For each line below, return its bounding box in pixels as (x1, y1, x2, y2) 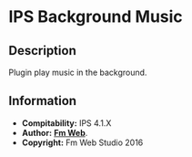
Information (8, 93, 77, 109)
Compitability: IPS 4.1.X (21, 117, 112, 129)
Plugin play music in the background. (8, 67, 147, 78)
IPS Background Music (8, 6, 183, 27)
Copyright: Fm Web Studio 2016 (21, 137, 144, 148)
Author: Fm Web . (21, 127, 88, 138)
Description (8, 43, 76, 58)
